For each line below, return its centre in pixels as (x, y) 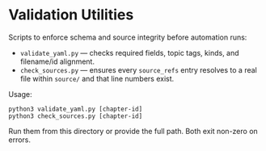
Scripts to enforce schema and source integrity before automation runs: (128, 37)
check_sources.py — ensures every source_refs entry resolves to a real (138, 69)
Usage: (20, 94)
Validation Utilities (71, 15)
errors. (19, 140)
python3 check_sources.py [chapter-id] (76, 116)
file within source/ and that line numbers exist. (97, 78)
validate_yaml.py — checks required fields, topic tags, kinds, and (130, 52)
